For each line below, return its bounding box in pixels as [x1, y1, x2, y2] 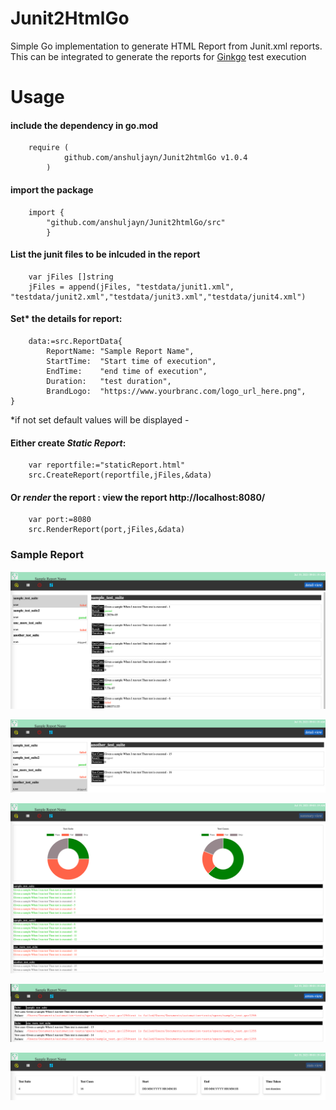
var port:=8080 [28, 515, 92, 525]
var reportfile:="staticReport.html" [28, 460, 186, 471]
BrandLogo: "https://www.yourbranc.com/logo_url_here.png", [46, 386, 307, 396]
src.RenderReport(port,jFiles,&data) [28, 525, 186, 535]
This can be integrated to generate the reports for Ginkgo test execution [10, 50, 307, 62]
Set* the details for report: [10, 313, 123, 325]
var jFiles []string [28, 272, 114, 282]
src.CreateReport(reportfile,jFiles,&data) [28, 470, 213, 481]
